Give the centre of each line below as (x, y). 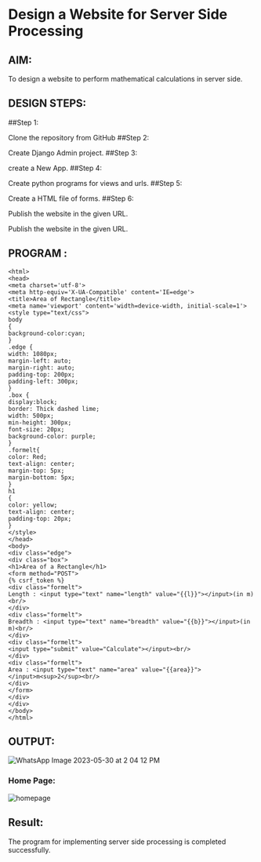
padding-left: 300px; (43, 381)
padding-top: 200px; (42, 374)
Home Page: (32, 780)
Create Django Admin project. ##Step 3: (73, 153)
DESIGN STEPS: (47, 104)
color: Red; (27, 456)
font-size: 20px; (36, 429)
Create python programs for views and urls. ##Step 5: (95, 183)
